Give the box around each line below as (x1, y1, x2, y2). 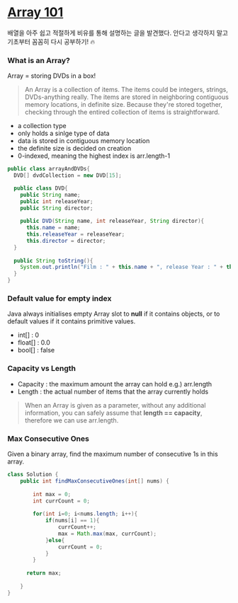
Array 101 (7, 4, 64, 21)
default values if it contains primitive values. (7, 317, 136, 326)
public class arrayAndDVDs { (7, 166, 91, 173)
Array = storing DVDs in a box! (7, 71, 96, 80)
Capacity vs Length (7, 364, 76, 374)
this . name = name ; (25, 224, 81, 231)
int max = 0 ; (33, 490, 72, 498)
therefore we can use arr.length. (24, 415, 119, 425)
